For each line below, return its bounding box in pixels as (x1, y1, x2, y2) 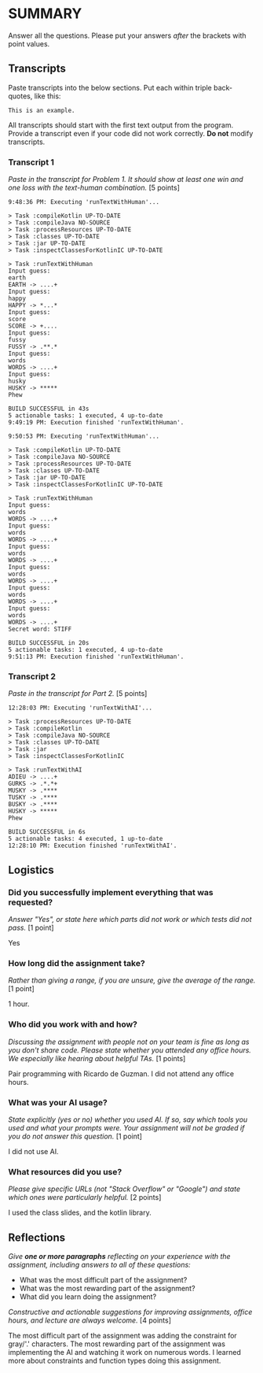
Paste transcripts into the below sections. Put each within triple (8, 83, 212, 92)
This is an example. (8, 106, 76, 114)
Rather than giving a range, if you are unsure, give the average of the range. (8, 975, 256, 985)
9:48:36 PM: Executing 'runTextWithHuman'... (8, 198, 159, 206)
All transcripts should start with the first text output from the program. (8, 120, 234, 130)
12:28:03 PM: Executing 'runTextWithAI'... (8, 704, 153, 712)
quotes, (8, 91, 33, 101)
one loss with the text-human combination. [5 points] (8, 183, 181, 193)
